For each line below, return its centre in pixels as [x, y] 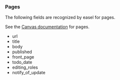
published [22, 52]
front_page [23, 57]
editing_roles [25, 67]
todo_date [22, 62]
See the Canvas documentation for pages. [47, 27]
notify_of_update [29, 73]
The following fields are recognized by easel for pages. [60, 18]
